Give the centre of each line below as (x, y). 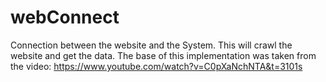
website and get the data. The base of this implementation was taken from (163, 55)
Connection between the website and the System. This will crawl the (151, 45)
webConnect (65, 17)
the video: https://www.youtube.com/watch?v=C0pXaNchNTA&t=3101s (156, 66)
